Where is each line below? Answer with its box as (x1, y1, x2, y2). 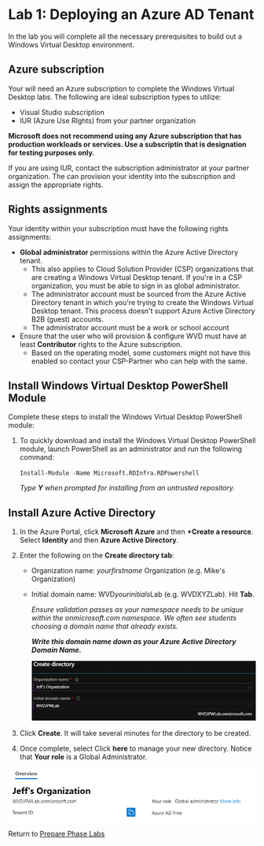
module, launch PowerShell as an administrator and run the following (19, 444, 242, 454)
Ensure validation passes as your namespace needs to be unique (31, 605, 244, 614)
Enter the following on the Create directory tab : (19, 550, 174, 561)
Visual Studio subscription (19, 107, 104, 117)
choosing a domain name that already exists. (31, 621, 178, 632)
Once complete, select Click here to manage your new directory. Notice (19, 744, 252, 753)
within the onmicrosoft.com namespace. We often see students (31, 613, 237, 623)
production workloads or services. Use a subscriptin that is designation (8, 140, 247, 149)
